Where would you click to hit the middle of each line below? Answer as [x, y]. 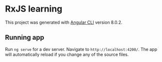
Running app [25, 38]
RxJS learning [34, 9]
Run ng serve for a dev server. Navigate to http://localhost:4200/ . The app [81, 49]
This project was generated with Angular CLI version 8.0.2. [64, 22]
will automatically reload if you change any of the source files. [67, 54]
